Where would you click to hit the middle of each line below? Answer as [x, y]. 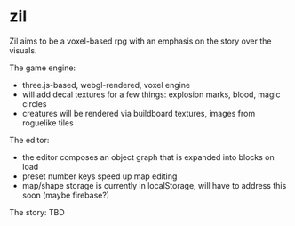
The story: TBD [37, 212]
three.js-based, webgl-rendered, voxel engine [106, 85]
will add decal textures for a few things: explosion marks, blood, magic [151, 94]
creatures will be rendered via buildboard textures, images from [139, 113]
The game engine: [43, 68]
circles [34, 103]
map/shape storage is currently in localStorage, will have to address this [154, 185]
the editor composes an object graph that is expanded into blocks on [148, 157]
